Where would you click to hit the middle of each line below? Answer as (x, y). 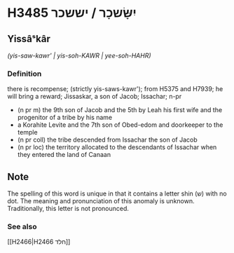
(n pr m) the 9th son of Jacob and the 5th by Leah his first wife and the (120, 110)
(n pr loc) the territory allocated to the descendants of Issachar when (117, 147)
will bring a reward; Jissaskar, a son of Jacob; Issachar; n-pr (95, 97)
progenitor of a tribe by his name (65, 118)
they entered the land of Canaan (64, 155)
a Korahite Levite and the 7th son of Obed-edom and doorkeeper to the (120, 125)
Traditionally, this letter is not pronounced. (68, 209)
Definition (25, 74)
